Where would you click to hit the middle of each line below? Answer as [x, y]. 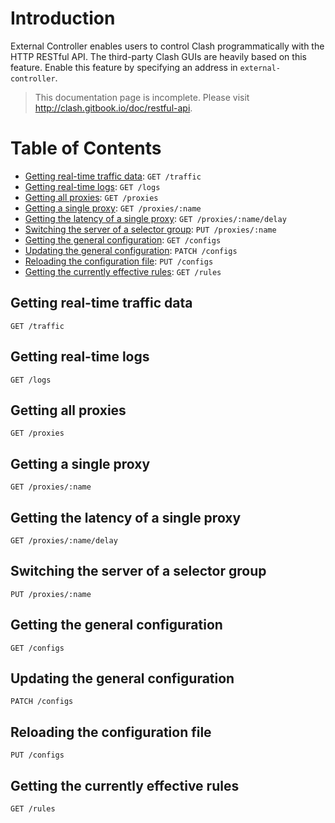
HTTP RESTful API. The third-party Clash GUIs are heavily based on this [158, 56]
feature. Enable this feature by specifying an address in [124, 67]
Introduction [63, 18]
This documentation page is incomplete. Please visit [142, 97]
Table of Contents [86, 148]
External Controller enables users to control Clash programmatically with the [167, 46]
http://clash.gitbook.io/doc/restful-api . [113, 108]
